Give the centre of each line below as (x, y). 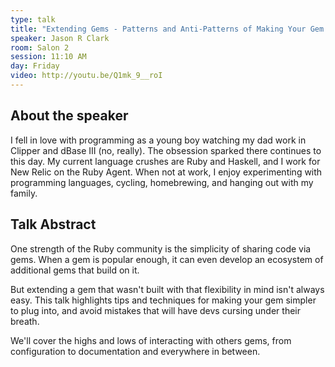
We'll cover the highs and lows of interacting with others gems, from (151, 340)
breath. (25, 321)
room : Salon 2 (40, 47)
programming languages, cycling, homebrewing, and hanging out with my (162, 182)
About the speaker (69, 116)
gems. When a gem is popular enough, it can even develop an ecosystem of (167, 259)
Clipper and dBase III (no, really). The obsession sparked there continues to (166, 150)
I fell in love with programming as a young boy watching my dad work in (158, 140)
